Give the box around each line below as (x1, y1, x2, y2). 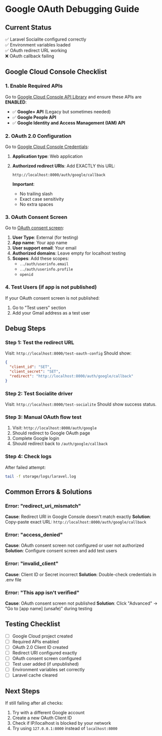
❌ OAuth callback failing (5, 53, 54, 59)
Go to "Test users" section (12, 305, 67, 311)
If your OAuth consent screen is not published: (5, 295, 100, 301)
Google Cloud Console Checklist (5, 68, 107, 76)
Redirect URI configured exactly (12, 650, 78, 656)
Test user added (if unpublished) (12, 661, 79, 667)
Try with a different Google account (12, 710, 85, 716)
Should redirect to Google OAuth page (12, 430, 90, 436)
